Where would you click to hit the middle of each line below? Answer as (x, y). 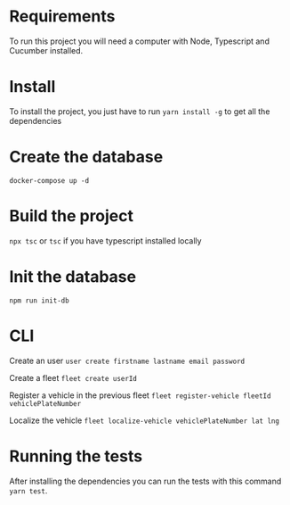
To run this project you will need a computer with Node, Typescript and (139, 41)
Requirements (62, 17)
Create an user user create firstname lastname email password (127, 360)
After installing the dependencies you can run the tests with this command (145, 481)
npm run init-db (39, 301)
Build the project (72, 216)
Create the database (86, 157)
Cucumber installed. (46, 50)
